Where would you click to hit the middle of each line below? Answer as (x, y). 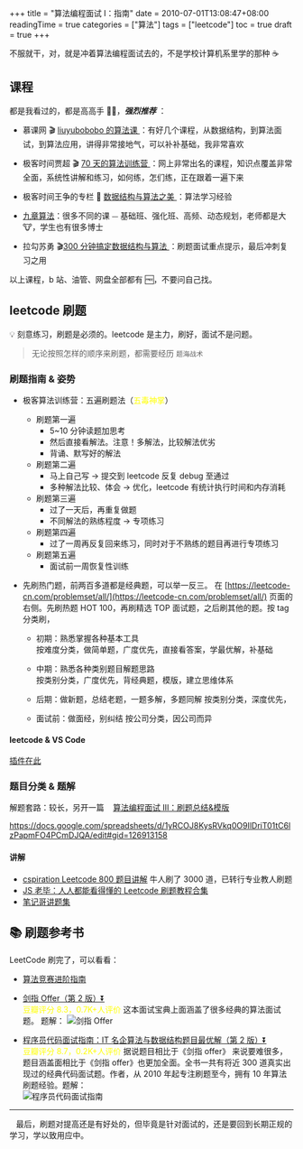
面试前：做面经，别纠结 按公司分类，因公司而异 (124, 718)
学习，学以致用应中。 (49, 1135)
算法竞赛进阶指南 (54, 979)
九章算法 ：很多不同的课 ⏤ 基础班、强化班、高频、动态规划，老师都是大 (154, 216)
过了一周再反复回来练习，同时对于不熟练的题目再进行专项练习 (164, 543)
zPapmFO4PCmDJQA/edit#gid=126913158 (89, 835)
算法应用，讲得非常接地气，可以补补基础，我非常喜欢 (145, 144)
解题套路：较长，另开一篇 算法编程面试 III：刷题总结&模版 (119, 808)
